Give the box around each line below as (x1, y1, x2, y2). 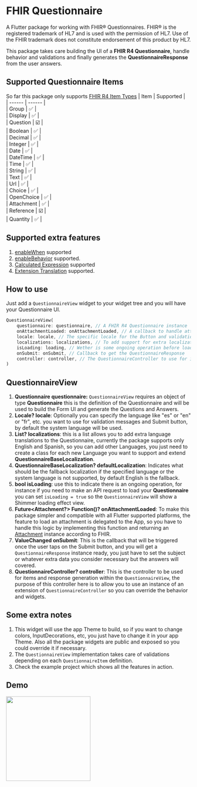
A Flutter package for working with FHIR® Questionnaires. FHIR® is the (6, 24, 177, 31)
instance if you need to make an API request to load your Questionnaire (14, 487, 189, 494)
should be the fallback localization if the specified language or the (14, 468, 174, 475)
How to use (6, 284, 48, 294)
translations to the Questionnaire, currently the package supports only (14, 437, 185, 444)
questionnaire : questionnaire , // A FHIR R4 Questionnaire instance (16, 323, 188, 329)
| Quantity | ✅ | (6, 215, 42, 222)
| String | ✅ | (6, 166, 36, 174)
